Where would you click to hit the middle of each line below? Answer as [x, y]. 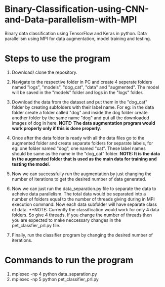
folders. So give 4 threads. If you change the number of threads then [82, 215]
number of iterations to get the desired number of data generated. [79, 179]
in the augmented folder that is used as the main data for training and [84, 159]
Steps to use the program [58, 59]
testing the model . [31, 164]
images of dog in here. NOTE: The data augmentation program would [83, 123]
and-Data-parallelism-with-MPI [71, 20]
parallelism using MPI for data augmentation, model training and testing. [78, 39]
